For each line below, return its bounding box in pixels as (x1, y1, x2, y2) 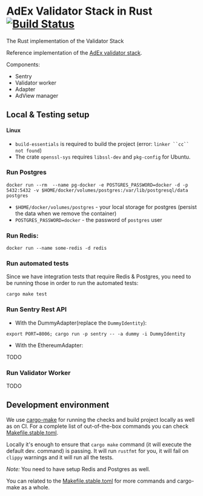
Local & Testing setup (6, 109, 90, 120)
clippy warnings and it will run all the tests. (6, 453, 114, 461)
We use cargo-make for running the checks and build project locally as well (6, 416, 195, 423)
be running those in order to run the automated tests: (6, 280, 139, 287)
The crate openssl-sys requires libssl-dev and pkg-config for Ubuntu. (15, 153, 191, 160)
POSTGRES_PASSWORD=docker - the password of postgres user (15, 216, 162, 223)
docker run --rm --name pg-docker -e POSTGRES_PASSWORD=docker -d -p (6, 182, 188, 188)
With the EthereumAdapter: (15, 342, 84, 349)
